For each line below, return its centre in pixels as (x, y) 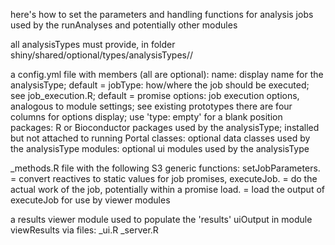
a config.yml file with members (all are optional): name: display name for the (167, 74)
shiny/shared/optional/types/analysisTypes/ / (102, 55)
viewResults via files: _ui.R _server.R (84, 230)
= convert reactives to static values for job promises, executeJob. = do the (164, 178)
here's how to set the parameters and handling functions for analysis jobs (162, 14)
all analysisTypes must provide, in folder (93, 44)
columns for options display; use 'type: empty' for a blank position (146, 117)
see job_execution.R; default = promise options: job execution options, (155, 95)
